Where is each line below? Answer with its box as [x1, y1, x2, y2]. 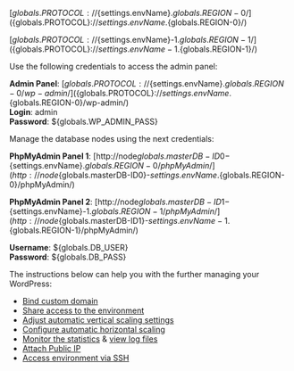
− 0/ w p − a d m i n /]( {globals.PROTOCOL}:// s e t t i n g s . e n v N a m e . [9, 88, 232, 98]
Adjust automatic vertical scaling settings [21, 315, 174, 325]
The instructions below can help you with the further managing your [9, 269, 260, 279]
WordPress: [9, 278, 53, 289]
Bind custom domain [21, 296, 98, 306]
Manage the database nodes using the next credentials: [9, 134, 214, 144]
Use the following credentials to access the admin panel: [9, 62, 218, 71]
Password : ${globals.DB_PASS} [9, 251, 127, 262]
